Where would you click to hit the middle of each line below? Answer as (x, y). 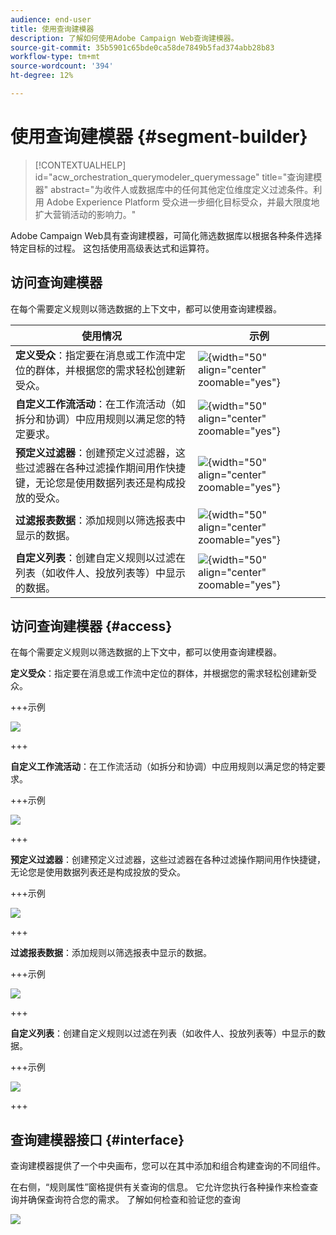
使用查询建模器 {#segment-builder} (159, 137)
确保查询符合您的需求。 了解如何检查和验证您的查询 (134, 1200)
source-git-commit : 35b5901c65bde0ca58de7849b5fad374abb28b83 (142, 47)
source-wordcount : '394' (62, 66)
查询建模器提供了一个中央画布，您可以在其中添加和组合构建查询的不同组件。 (168, 1166)
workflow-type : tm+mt (55, 57)
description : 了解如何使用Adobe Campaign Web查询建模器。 (124, 38)
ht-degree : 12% (42, 76)
